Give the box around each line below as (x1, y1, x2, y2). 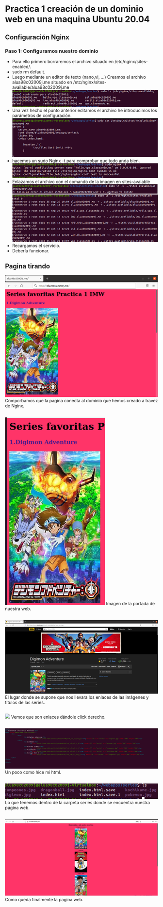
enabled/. (12, 64, 32, 69)
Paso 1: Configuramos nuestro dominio (5, 48, 98, 54)
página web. (5, 805, 30, 811)
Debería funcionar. (12, 248, 49, 254)
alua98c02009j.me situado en (12, 79, 72, 85)
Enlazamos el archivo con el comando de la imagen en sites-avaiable (12, 179, 150, 184)
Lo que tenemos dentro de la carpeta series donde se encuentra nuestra (5, 800, 150, 806)
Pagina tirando (5, 262, 50, 270)
